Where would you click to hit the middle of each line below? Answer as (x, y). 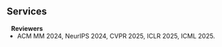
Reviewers (27, 28)
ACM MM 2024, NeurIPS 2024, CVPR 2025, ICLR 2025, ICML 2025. (116, 36)
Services (27, 12)
